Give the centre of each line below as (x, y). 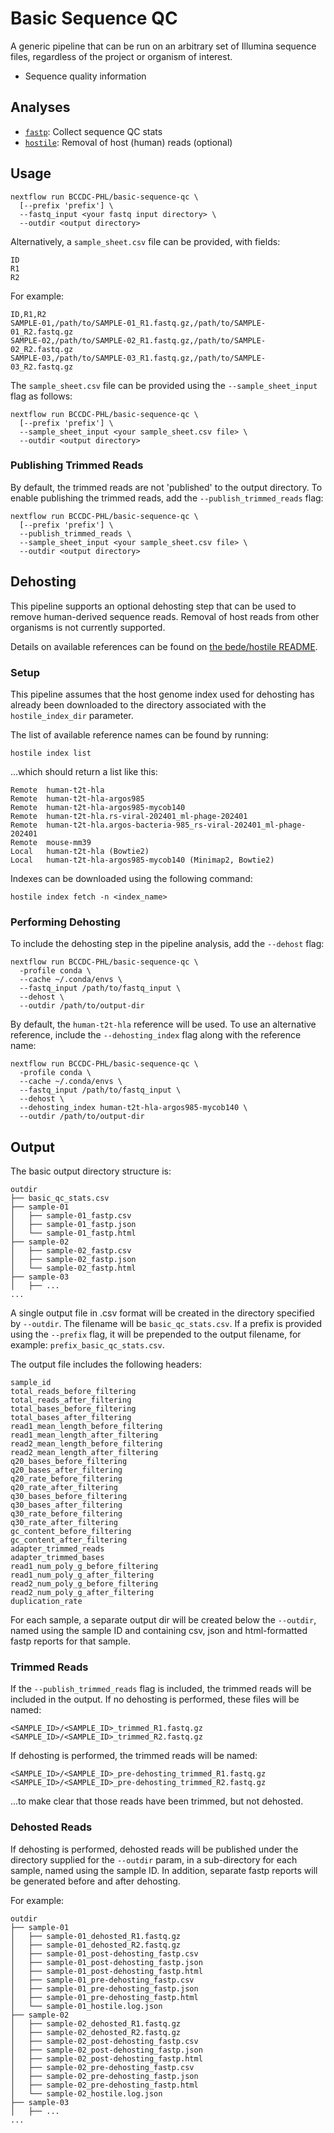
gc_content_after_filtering (69, 1540)
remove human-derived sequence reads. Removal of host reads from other (165, 616)
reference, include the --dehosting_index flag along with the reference (156, 1035)
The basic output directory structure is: (91, 1171)
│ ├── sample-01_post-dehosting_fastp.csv (104, 1953)
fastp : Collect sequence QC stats (93, 131)
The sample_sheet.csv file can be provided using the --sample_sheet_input (164, 385)
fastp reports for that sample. (71, 1641)
